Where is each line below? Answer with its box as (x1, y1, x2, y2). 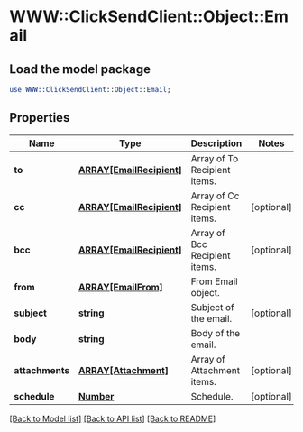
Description (190, 137, 243, 150)
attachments (14, 363, 70, 376)
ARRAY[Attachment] (78, 363, 169, 376)
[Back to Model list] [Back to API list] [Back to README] (9, 413, 216, 424)
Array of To (190, 152, 239, 164)
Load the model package (9, 61, 151, 77)
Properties (9, 110, 70, 125)
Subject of (190, 300, 234, 313)
